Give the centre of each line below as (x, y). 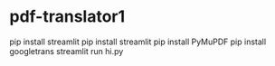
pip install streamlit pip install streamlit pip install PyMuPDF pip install (138, 42)
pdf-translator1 (67, 17)
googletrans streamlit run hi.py (66, 51)
